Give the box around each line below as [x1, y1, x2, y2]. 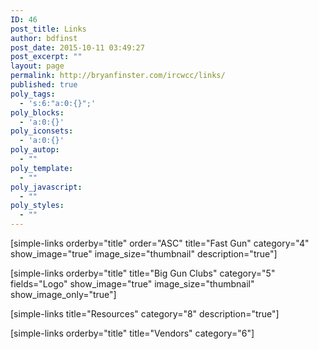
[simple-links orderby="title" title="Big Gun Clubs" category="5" [10, 267, 276, 279]
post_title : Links [10, 24, 87, 34]
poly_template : [10, 163, 74, 173]
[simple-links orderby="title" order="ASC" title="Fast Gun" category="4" [10, 237, 310, 249]
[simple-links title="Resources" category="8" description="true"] [10, 308, 280, 320]
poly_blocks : [10, 107, 65, 118]
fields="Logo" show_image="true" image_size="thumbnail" [10, 278, 255, 290]
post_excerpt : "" [10, 52, 83, 62]
